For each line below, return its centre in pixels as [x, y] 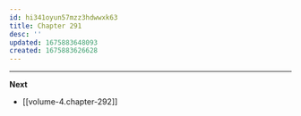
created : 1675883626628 [54, 51]
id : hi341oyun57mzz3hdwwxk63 [64, 17]
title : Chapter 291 [46, 26]
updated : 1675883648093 [54, 42]
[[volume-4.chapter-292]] [70, 102]
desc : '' [26, 34]
